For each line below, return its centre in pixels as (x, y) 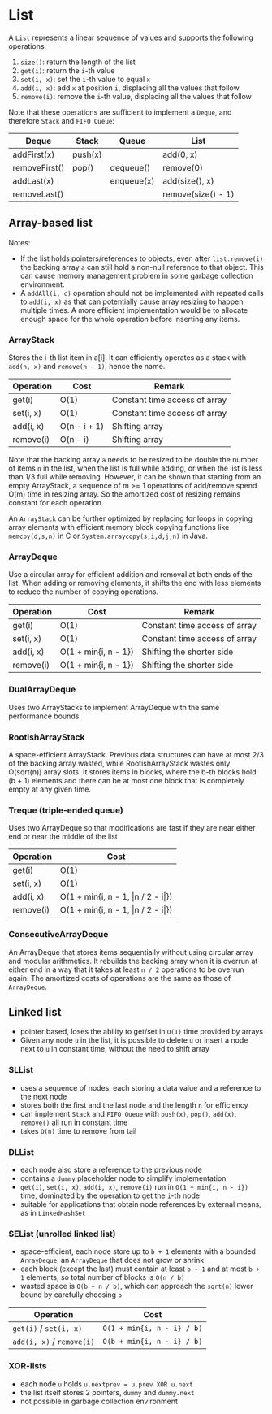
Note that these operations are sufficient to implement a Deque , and (120, 112)
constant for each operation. (56, 503)
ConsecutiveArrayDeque (58, 935)
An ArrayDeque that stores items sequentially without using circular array (131, 952)
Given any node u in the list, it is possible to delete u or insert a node (134, 1040)
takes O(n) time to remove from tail (78, 1130)
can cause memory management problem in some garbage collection (136, 275)
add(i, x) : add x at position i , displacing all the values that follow (130, 88)
